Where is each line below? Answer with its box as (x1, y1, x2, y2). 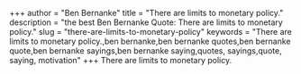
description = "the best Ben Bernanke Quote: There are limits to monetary (9, 17, 284, 28)
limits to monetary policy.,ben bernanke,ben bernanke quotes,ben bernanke (9, 36, 291, 46)
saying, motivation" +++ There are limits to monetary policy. (9, 55, 233, 65)
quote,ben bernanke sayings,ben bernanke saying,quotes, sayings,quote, (9, 45, 282, 56)
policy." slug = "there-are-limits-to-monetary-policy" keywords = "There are (9, 27, 293, 37)
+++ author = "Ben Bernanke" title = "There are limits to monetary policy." (9, 8, 284, 18)
